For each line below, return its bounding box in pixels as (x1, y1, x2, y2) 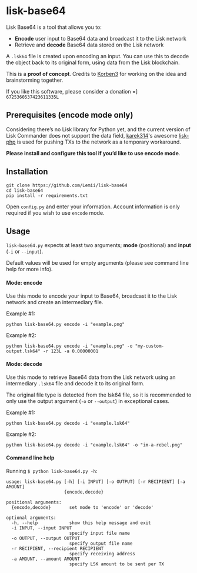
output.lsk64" (6, 348, 41, 354)
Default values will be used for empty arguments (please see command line (6, 259, 189, 266)
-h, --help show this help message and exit (11, 519, 151, 526)
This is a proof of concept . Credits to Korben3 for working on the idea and (6, 70, 187, 77)
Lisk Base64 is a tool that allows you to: (6, 24, 102, 31)
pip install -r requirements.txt (6, 192, 88, 198)
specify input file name (69, 530, 131, 536)
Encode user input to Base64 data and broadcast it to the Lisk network (14, 35, 186, 42)
